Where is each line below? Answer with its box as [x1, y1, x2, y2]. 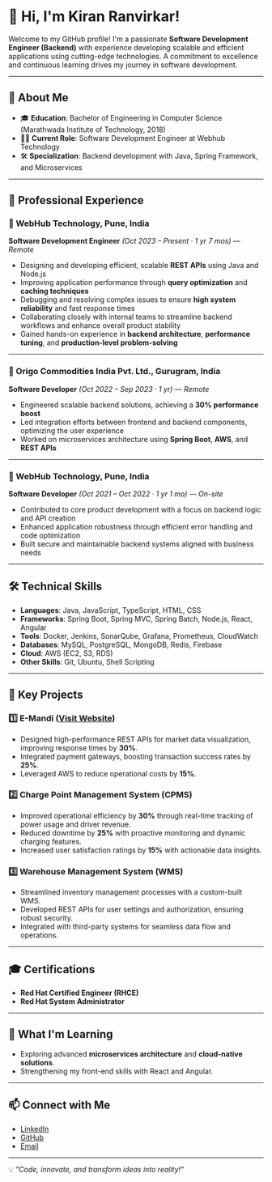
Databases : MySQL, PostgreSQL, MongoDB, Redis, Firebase [19, 640, 223, 649]
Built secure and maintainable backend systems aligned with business [19, 539, 254, 549]
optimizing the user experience [19, 425, 124, 436]
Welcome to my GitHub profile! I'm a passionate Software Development [8, 34, 249, 44]
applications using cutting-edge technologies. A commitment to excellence [8, 51, 259, 61]
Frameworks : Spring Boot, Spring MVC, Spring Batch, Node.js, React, [19, 614, 253, 623]
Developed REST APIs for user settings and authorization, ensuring [19, 904, 244, 914]
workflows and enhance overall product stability [19, 321, 181, 330]
